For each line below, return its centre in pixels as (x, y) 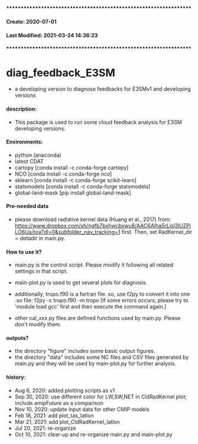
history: (16, 377)
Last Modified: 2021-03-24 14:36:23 (52, 35)
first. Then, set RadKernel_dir (157, 232)
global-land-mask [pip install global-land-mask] (73, 193)
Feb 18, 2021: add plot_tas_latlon (54, 415)
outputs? (17, 338)
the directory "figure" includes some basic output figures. (85, 351)
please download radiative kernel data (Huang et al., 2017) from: (93, 219)
